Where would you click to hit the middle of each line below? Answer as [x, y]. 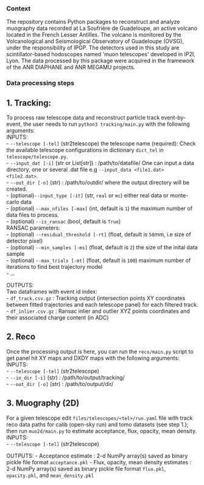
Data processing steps [40, 83]
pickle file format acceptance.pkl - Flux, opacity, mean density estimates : [99, 462]
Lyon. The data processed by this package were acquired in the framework [100, 61]
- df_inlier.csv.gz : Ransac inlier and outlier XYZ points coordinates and [98, 311]
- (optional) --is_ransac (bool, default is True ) [64, 222]
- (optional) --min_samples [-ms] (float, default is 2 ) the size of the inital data [102, 247]
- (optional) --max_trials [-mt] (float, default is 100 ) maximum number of [99, 260]
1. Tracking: [29, 103]
